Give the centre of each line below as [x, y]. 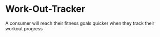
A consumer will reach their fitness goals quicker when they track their [80, 23]
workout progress [24, 28]
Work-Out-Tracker [45, 9]
